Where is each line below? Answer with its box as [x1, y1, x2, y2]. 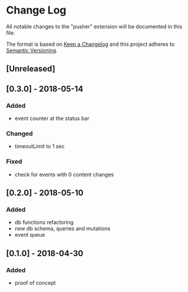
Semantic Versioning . [6, 46, 58, 53]
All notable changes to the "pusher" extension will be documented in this [6, 23, 183, 30]
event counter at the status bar [14, 115, 90, 122]
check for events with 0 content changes [14, 171, 114, 178]
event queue [14, 231, 45, 239]
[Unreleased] [6, 64, 56, 74]
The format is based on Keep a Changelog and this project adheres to [6, 41, 175, 48]
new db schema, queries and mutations [14, 225, 110, 232]
